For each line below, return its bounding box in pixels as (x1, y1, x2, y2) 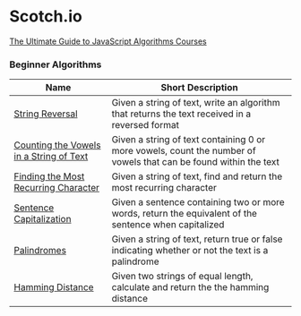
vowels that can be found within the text (111, 156, 280, 168)
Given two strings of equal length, (111, 270, 254, 283)
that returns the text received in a (111, 107, 252, 120)
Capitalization (13, 213, 72, 226)
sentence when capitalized (111, 218, 225, 231)
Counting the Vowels (13, 139, 101, 151)
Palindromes (13, 244, 67, 257)
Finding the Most (13, 170, 85, 183)
